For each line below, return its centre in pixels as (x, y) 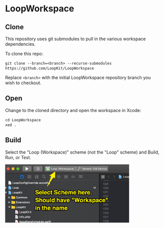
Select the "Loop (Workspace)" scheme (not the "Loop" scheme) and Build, (82, 152)
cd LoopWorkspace (23, 120)
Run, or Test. (18, 157)
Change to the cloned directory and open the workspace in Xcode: (73, 110)
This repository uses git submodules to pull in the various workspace (76, 39)
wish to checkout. (23, 83)
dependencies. (20, 44)
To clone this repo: (24, 54)
